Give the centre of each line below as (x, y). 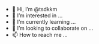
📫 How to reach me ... (40, 35)
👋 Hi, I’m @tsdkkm (34, 9)
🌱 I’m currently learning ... (44, 22)
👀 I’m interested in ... (37, 15)
